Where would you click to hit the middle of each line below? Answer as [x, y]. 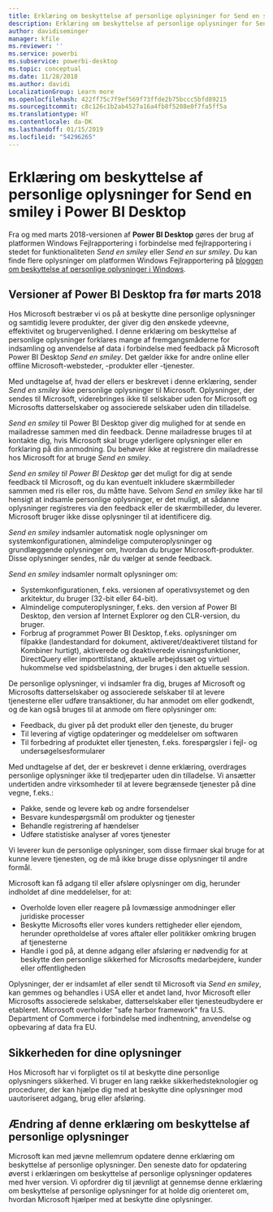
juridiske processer [52, 917]
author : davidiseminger [49, 31]
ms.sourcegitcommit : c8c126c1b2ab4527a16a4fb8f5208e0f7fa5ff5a [118, 107]
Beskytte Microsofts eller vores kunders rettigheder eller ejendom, [131, 925]
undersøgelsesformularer [63, 751]
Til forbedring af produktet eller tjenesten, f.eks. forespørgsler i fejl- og [139, 743]
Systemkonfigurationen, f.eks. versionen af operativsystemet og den [135, 590]
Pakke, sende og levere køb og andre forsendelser [104, 809]
